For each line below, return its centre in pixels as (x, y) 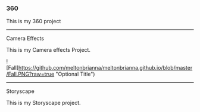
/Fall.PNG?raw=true (30, 74)
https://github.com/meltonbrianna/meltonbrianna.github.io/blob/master (105, 68)
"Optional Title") (75, 74)
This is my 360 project (34, 21)
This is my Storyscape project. (44, 103)
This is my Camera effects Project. (49, 50)
